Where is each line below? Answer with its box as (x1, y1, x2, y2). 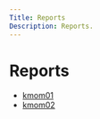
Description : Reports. (9, 22, 94, 31)
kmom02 (21, 100, 55, 111)
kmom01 (21, 90, 54, 101)
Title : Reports (9, 13, 66, 23)
